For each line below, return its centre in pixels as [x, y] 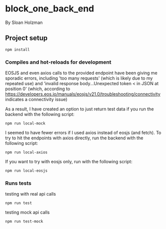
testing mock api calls [27, 213]
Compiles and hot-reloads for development [58, 62]
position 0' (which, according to [38, 89]
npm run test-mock [24, 222]
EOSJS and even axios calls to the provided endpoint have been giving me [81, 73]
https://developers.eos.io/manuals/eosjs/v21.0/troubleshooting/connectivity [83, 94]
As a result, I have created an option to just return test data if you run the [80, 109]
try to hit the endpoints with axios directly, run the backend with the [74, 138]
